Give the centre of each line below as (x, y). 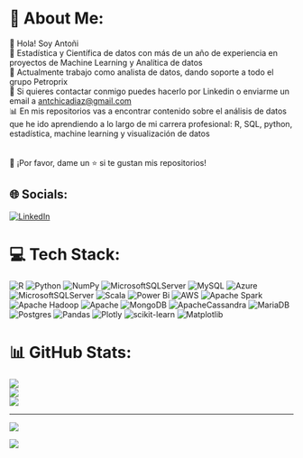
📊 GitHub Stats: (71, 352)
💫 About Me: (57, 18)
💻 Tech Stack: (65, 254)
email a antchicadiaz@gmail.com (71, 101)
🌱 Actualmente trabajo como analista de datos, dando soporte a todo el (142, 72)
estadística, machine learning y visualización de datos (110, 133)
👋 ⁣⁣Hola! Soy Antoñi (44, 43)
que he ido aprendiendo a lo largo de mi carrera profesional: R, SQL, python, (151, 124)
